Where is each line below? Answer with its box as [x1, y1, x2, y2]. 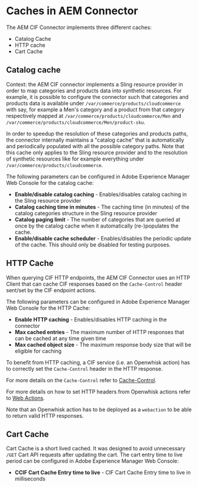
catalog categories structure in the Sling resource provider [14, 209, 158, 217]
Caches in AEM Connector [6, 4, 138, 18]
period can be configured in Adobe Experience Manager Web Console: [6, 457, 179, 464]
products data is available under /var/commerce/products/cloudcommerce [6, 100, 181, 107]
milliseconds [14, 475, 46, 482]
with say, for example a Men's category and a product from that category [6, 105, 185, 113]
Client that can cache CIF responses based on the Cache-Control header [6, 280, 183, 287]
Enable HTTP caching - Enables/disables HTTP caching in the [14, 316, 167, 323]
